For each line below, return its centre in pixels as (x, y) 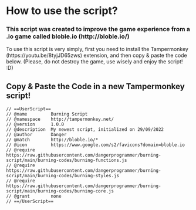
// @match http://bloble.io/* (52, 140)
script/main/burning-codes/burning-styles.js (62, 176)
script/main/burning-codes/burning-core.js (60, 191)
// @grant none (34, 197)
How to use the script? (62, 11)
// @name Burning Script (47, 114)
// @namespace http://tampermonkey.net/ (60, 119)
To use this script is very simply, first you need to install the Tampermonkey (97, 49)
